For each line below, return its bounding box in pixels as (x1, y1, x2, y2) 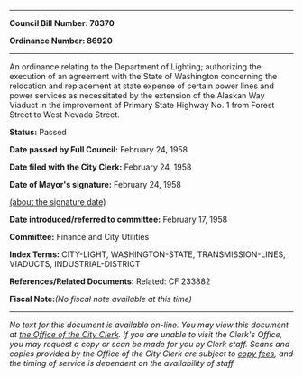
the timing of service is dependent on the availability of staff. (9, 358, 236, 368)
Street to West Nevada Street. (9, 109, 120, 120)
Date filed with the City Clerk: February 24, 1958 (9, 161, 192, 172)
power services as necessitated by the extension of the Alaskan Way (9, 90, 265, 100)
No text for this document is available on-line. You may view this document (9, 319, 289, 330)
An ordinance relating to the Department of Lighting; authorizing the (9, 61, 262, 72)
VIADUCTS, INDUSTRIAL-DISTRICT (9, 259, 142, 269)
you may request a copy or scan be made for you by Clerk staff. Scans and (9, 339, 290, 349)
